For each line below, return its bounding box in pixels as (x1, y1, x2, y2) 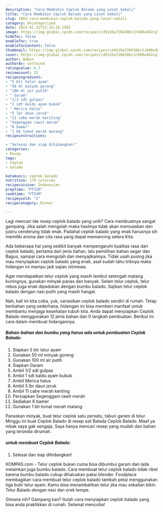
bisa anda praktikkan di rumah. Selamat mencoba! (5, 502, 105, 508)
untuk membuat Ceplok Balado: (5, 440, 71, 446)
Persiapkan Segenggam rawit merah (12, 394, 85, 399)
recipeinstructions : (5, 133, 47, 138)
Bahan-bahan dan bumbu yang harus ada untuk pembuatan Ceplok (5, 330, 146, 335)
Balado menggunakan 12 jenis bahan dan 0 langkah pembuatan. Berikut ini (5, 314, 154, 319)
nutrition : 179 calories (5, 178, 56, 183)
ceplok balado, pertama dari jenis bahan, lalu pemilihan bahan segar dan (5, 248, 150, 254)
